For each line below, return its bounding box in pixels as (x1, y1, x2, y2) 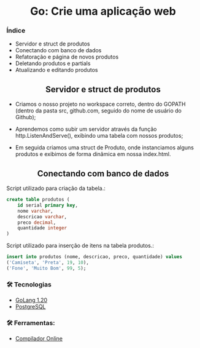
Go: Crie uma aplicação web (30, 4, 176, 18)
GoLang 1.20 (15, 296, 48, 304)
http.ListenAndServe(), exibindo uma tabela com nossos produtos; (15, 132, 183, 140)
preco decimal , (17, 219, 56, 226)
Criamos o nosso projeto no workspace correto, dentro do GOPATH (15, 100, 186, 108)
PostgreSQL (15, 303, 46, 310)
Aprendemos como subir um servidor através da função (15, 125, 157, 133)
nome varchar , (17, 208, 53, 214)
